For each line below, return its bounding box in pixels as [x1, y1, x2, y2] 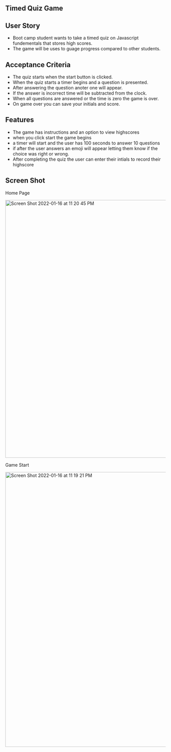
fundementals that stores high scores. [12, 40, 93, 46]
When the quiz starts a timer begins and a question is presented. [12, 79, 149, 85]
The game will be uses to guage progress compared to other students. [12, 46, 161, 52]
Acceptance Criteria [5, 61, 71, 69]
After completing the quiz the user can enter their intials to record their [12, 156, 161, 162]
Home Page [5, 190, 30, 196]
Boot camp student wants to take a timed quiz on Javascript [12, 35, 139, 41]
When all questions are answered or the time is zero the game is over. [12, 96, 159, 102]
